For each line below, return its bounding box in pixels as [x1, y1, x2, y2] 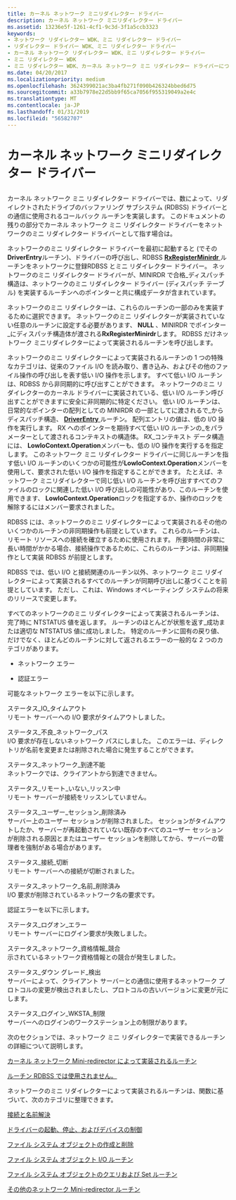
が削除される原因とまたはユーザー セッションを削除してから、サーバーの [7, 834, 218, 843]
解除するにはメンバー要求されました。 [7, 503, 118, 511]
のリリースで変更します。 [7, 594, 81, 603]
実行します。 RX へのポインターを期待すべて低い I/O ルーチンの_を [19, 423, 211, 433]
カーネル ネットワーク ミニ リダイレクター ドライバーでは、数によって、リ [7, 194, 223, 203]
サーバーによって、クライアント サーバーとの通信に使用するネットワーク [7, 977, 218, 985]
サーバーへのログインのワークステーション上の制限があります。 [7, 1018, 191, 1027]
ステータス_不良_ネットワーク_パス [7, 728, 109, 736]
